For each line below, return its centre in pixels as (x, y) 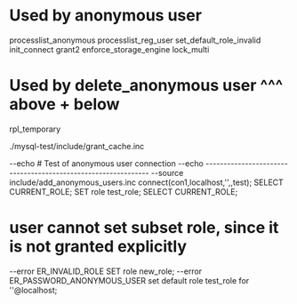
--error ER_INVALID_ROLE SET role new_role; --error (106, 271)
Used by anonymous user (106, 16)
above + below (64, 104)
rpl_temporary (35, 129)
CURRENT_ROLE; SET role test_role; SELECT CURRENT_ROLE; (124, 191)
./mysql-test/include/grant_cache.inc (77, 146)
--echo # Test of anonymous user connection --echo (107, 163)
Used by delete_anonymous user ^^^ (146, 86)
